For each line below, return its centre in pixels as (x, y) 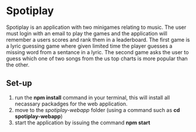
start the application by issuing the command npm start (82, 123)
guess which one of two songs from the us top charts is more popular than (97, 58)
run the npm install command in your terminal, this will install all (92, 97)
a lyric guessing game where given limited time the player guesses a (89, 46)
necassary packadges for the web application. (71, 104)
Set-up (19, 83)
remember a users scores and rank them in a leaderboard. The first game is (98, 39)
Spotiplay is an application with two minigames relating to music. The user (96, 27)
